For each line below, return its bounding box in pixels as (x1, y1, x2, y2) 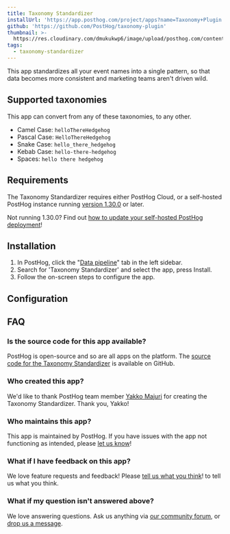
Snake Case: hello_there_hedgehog (16, 140, 116, 148)
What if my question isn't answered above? (7, 496, 154, 506)
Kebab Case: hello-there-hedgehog (16, 147, 116, 155)
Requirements (7, 175, 68, 186)
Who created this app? (7, 377, 84, 386)
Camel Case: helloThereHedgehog (16, 125, 111, 133)
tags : (7, 42, 23, 49)
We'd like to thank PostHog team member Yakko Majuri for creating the (7, 392, 207, 400)
